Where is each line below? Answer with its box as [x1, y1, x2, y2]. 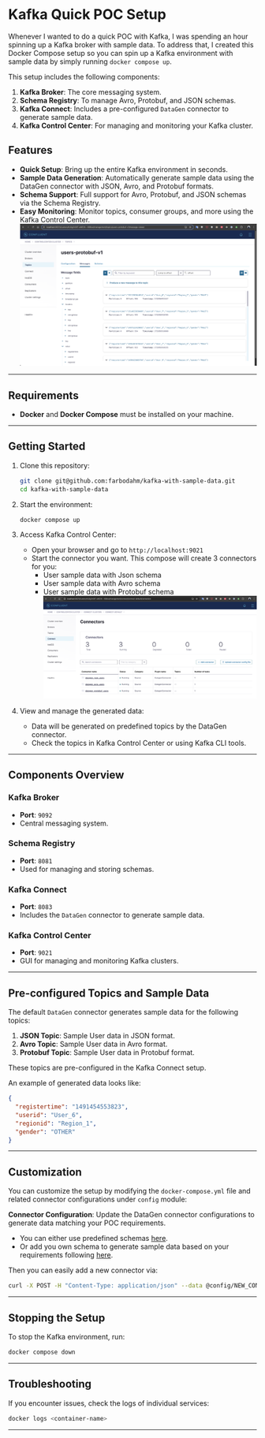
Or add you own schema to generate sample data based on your [19, 1242, 230, 1251]
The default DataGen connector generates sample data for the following [8, 1008, 239, 1017]
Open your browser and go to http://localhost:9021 [31, 546, 203, 555]
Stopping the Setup [8, 1311, 106, 1324]
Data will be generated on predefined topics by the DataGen [31, 721, 227, 731]
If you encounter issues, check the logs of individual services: [8, 1398, 210, 1408]
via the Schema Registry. [19, 198, 101, 207]
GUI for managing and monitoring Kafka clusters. [19, 956, 179, 966]
